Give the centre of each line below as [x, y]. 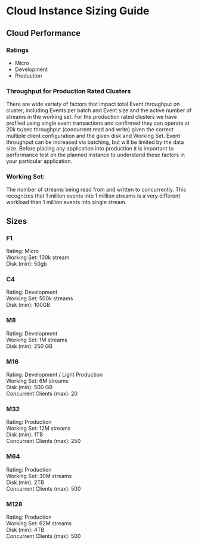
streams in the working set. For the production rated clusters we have [92, 117]
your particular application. [39, 161]
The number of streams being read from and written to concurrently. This [96, 190]
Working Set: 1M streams [37, 340]
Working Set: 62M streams [39, 523]
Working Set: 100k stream [38, 257]
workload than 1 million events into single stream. [66, 202]
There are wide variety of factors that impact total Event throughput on [93, 104]
